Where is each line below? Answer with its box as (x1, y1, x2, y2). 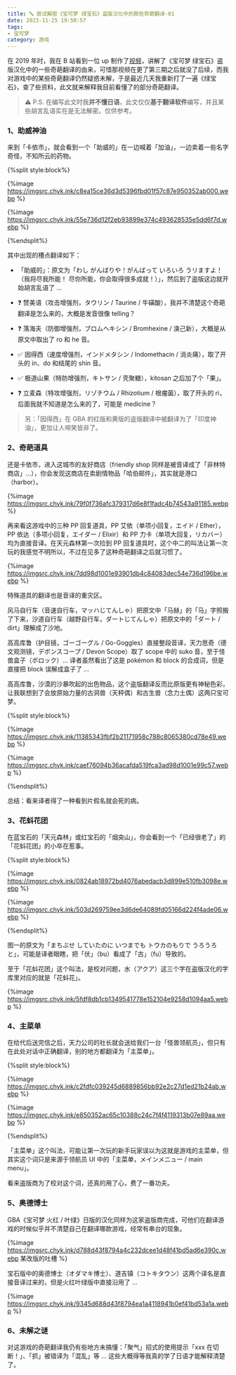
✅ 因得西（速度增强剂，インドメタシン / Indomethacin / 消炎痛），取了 (17, 350, 221, 359)
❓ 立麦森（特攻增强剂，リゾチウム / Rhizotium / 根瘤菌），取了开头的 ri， (17, 389, 226, 397)
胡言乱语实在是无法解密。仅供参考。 (30, 107, 136, 115)
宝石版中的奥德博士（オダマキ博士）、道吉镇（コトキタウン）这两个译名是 (7, 1269, 220, 1277)
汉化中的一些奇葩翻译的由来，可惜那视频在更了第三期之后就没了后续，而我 (13, 65, 229, 74)
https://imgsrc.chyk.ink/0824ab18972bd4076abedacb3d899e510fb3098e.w (7, 877, 228, 886)
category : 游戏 (7, 37, 50, 44)
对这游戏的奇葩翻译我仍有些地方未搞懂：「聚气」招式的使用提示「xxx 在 (7, 1343, 213, 1351)
